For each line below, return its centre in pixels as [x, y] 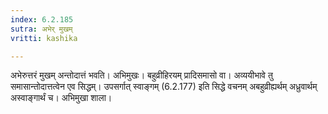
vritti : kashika [44, 38]
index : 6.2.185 [42, 19]
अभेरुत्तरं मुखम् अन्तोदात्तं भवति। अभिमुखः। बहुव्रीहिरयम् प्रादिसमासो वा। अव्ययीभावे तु [141, 75]
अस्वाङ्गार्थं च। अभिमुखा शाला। [61, 98]
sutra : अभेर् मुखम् [41, 29]
